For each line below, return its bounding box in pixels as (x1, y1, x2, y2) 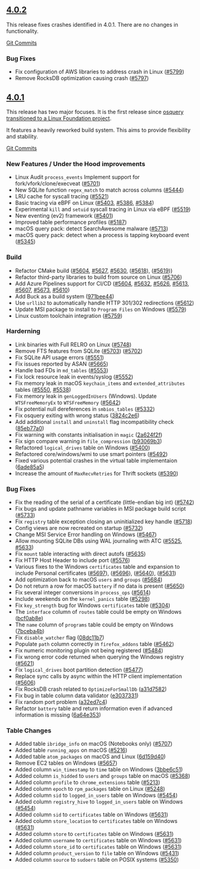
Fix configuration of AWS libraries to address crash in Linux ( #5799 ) (15, 68, 184, 75)
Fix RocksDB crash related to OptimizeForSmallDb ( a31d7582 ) (15, 685, 167, 693)
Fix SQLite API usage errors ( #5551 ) (15, 354, 105, 361)
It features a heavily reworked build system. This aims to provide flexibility (6, 126, 191, 133)
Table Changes (6, 726, 51, 735)
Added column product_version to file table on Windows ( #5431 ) (15, 850, 179, 857)
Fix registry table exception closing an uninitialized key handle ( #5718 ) (15, 518, 193, 525)
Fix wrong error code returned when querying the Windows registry (15, 653, 184, 660)
